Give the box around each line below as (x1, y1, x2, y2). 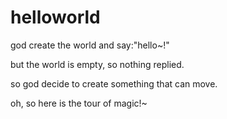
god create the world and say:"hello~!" (10, 39, 170, 51)
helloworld (10, 6, 101, 29)
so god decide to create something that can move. (10, 77, 218, 90)
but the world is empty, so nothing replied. (10, 58, 185, 70)
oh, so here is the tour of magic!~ (10, 97, 148, 109)
